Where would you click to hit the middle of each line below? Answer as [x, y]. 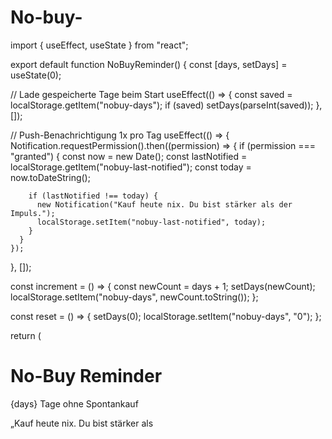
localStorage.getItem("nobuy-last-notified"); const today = [131, 167]
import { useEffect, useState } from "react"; [99, 45]
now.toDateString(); [50, 177]
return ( [26, 335]
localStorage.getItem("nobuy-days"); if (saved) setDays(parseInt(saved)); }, [166, 105]
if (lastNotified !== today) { [93, 196]
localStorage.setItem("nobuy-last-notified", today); [151, 222]
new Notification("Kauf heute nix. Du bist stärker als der [164, 204]
